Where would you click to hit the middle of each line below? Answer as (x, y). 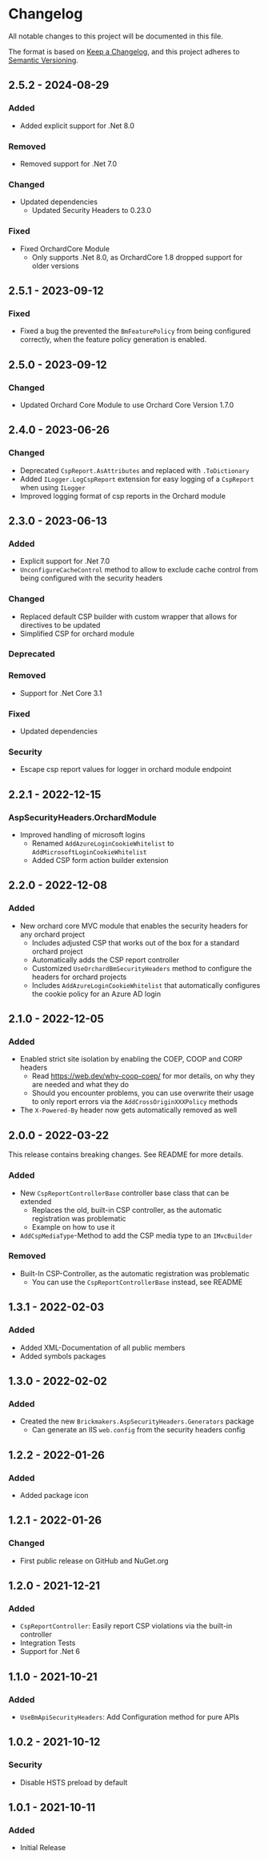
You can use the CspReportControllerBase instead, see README (137, 1282)
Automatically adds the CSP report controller (106, 960)
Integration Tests (48, 1643)
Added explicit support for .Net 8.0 (77, 126)
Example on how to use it (73, 1227)
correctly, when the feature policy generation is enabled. (113, 339)
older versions (56, 266)
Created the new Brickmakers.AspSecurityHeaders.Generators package (137, 1421)
